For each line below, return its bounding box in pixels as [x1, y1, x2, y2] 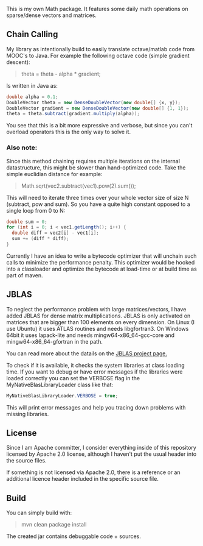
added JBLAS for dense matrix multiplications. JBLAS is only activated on [6, 312, 191, 319]
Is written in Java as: [6, 82, 58, 89]
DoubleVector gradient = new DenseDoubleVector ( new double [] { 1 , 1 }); [6, 105, 189, 112]
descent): [6, 58, 30, 66]
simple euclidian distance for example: [6, 170, 103, 177]
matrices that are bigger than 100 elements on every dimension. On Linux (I [6, 318, 194, 325]
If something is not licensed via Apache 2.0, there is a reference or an [6, 469, 181, 476]
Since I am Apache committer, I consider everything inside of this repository [6, 444, 196, 452]
